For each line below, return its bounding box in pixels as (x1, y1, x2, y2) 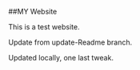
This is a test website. (8, 22, 80, 31)
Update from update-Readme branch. (8, 37, 133, 47)
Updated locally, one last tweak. (8, 53, 114, 62)
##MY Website (8, 7, 58, 16)
